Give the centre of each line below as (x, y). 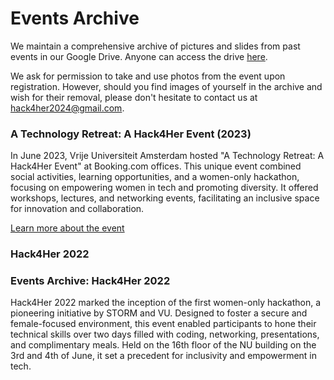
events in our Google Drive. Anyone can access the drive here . (139, 56)
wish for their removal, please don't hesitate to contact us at (134, 97)
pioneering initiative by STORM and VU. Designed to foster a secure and (159, 313)
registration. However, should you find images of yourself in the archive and (166, 86)
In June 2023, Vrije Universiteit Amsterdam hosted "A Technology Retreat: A (167, 156)
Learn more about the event (67, 228)
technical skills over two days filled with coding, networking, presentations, (165, 334)
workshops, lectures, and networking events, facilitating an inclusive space (165, 198)
